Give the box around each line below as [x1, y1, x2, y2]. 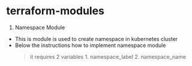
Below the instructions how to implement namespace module [14, 42, 166, 49]
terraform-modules [6, 4, 105, 18]
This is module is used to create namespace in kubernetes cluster [14, 35, 178, 42]
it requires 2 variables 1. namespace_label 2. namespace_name [29, 53, 186, 60]
